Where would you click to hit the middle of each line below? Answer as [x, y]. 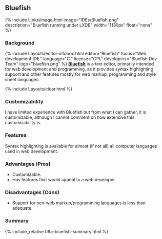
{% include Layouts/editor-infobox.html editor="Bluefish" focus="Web [76, 54]
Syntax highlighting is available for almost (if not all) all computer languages [81, 146]
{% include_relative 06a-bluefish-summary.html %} [57, 231]
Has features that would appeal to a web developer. [64, 180]
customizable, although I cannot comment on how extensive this [70, 117]
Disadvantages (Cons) [32, 192]
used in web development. [32, 151]
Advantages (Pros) [28, 164]
